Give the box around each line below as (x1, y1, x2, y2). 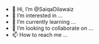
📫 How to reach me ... (11, 32, 68, 38)
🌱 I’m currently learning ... (11, 18, 76, 25)
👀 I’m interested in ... (11, 12, 63, 19)
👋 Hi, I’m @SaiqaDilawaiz (11, 6, 74, 12)
